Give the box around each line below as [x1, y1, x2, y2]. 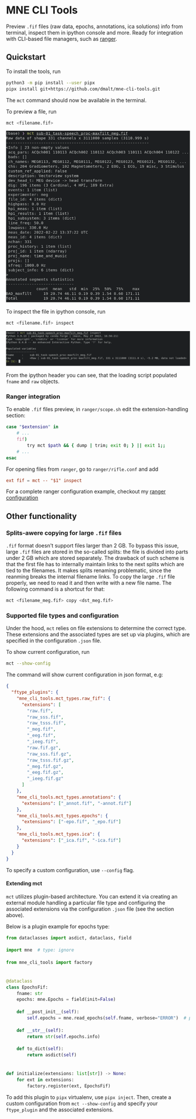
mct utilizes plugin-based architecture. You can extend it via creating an [6, 893, 178, 900]
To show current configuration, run [6, 649, 90, 656]
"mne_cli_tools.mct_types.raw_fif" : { [16, 695, 111, 701]
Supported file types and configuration [6, 611, 119, 619]
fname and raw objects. [6, 378, 60, 385]
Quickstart [6, 52, 46, 62]
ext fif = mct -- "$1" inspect [6, 477, 82, 483]
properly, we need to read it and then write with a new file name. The [6, 580, 172, 587]
